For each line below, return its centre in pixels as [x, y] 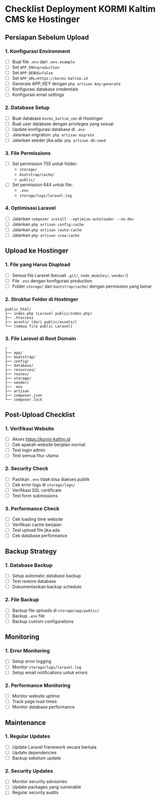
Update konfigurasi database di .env [48, 129]
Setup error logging [32, 661]
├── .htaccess [19, 318]
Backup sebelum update [36, 758]
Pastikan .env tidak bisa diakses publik [51, 479]
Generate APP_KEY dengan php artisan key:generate [66, 84]
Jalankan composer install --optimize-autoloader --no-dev [73, 219]
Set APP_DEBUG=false [32, 73]
